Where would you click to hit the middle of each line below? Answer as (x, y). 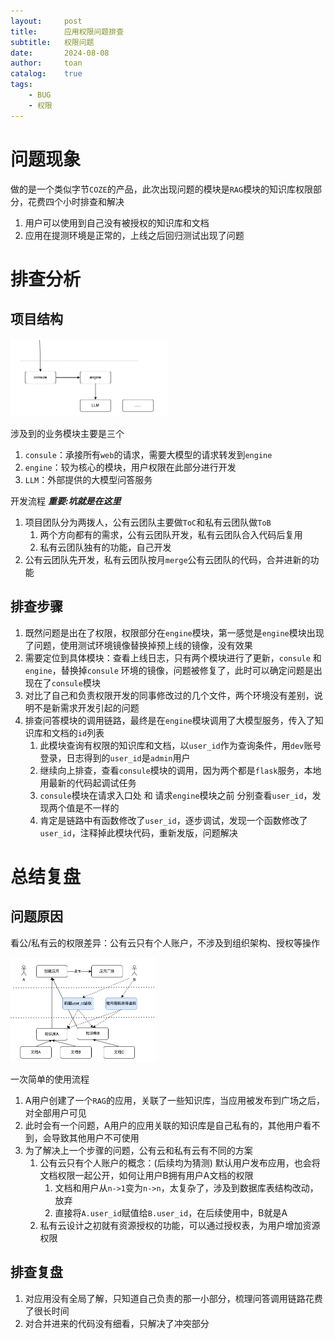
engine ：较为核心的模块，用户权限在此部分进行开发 (130, 467)
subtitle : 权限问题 (52, 42)
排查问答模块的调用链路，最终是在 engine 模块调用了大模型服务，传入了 (169, 720)
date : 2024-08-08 (60, 53)
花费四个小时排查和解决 (76, 201)
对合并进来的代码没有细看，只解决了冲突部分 (117, 1323)
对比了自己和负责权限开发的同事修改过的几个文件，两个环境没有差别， (169, 695)
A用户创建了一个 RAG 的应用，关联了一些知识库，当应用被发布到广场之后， (174, 1100)
